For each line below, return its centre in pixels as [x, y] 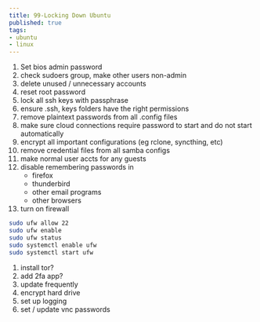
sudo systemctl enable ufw [53, 245]
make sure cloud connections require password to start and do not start [136, 126]
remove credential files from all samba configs [95, 151]
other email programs [67, 192]
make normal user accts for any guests [83, 159]
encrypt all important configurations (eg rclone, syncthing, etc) [121, 142]
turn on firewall [45, 209]
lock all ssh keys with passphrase [74, 101]
